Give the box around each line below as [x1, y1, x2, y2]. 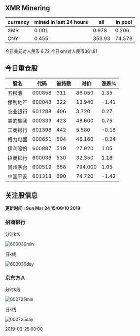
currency [7, 18, 30, 25]
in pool [115, 18, 132, 25]
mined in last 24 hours [34, 18, 88, 25]
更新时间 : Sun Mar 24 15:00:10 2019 [5, 205, 80, 211]
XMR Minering [5, 4, 50, 12]
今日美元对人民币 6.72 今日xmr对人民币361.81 [5, 48, 98, 54]
